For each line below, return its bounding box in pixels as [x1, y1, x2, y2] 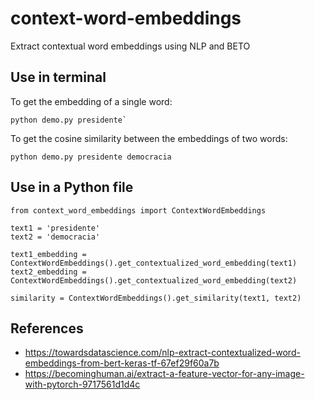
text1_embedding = [10, 249, 87, 259]
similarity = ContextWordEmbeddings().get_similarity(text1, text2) [10, 293, 302, 303]
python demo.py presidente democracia [10, 152, 172, 162]
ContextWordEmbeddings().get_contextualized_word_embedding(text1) [10, 258, 298, 268]
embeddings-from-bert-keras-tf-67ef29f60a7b [24, 357, 220, 369]
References [10, 320, 84, 337]
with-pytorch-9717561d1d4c [24, 378, 141, 391]
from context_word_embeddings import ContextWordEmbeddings [10, 205, 267, 216]
